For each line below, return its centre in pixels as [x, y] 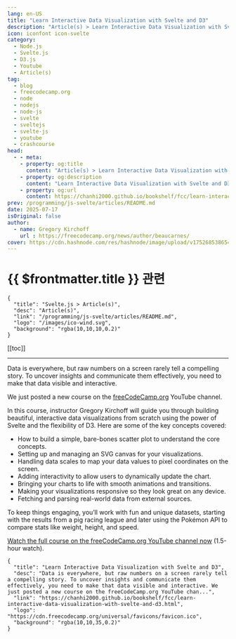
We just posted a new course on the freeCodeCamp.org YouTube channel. [115, 397]
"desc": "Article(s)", [47, 311]
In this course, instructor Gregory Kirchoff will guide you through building [113, 411]
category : [22, 40]
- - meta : [28, 158]
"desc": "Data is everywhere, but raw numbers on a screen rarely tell [121, 574]
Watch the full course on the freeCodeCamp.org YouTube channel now [110, 541]
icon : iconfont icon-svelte [48, 33]
